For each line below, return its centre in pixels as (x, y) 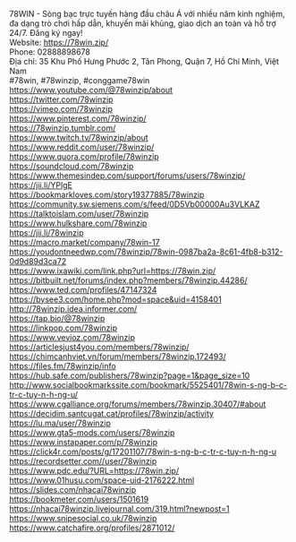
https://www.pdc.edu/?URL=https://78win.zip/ (94, 471)
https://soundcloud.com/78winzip (72, 166)
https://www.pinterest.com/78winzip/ (78, 118)
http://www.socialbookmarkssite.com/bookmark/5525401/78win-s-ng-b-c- (148, 385)
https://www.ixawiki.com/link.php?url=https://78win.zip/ (113, 271)
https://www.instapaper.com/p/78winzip (84, 442)
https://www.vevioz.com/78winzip (72, 337)
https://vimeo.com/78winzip (61, 109)
